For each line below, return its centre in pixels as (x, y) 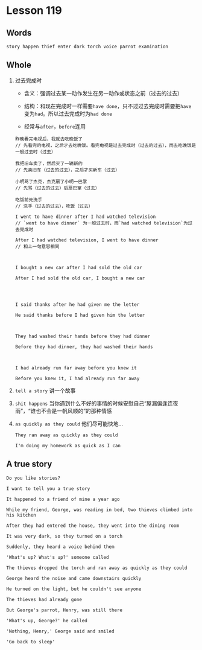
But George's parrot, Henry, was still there (64, 610)
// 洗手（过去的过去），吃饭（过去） (54, 206)
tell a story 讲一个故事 (45, 390)
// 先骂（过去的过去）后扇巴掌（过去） (57, 188)
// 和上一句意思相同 (37, 246)
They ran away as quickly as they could (66, 435)
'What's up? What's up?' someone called (58, 557)
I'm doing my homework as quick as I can (68, 445)
